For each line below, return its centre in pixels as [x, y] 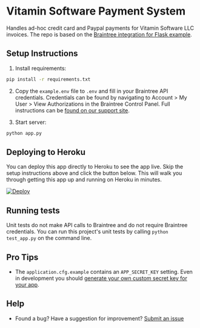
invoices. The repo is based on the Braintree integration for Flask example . [99, 34]
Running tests [33, 210]
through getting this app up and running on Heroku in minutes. [84, 180]
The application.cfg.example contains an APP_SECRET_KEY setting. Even [104, 272]
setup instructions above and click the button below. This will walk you [94, 173]
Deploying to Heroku [46, 152]
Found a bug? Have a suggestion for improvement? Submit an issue [99, 318]
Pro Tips [22, 257]
